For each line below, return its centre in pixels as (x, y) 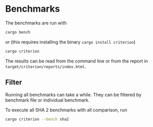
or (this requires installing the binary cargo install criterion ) (70, 42)
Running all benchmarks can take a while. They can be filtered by (73, 94)
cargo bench (18, 32)
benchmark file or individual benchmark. (47, 100)
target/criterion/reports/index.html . (46, 66)
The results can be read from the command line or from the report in (76, 61)
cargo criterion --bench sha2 (37, 119)
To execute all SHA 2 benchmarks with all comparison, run (66, 110)
